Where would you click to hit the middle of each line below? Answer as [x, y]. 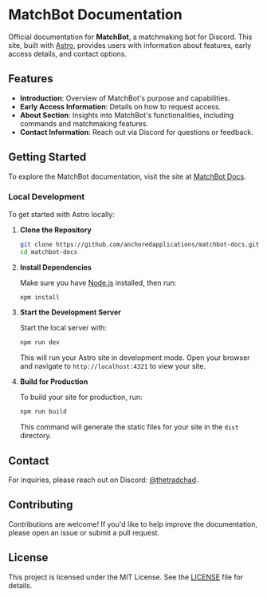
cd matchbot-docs [49, 252]
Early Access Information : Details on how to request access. [120, 106]
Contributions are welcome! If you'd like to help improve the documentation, [133, 524]
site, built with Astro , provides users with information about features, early [130, 45]
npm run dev [39, 342]
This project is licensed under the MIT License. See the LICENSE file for [126, 577]
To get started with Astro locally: [62, 214]
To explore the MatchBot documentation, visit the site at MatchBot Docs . [128, 176]
